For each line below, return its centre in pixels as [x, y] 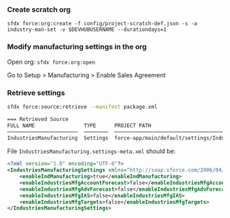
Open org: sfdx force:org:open [51, 62]
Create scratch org [39, 10]
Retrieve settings [36, 92]
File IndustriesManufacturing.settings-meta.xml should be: [91, 151]
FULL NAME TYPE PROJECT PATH [79, 125]
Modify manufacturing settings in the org [77, 47]
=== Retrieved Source [38, 119]
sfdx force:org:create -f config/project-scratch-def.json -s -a [102, 24]
